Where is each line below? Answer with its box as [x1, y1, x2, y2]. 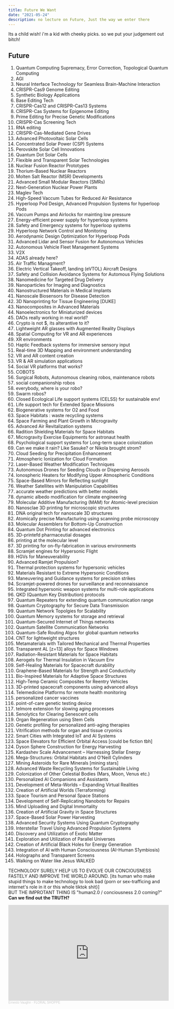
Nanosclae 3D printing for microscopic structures [15, 505, 120, 511]
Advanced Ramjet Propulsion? [15, 559, 79, 565]
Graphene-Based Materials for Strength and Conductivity [15, 668, 136, 674]
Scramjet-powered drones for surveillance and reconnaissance [15, 581, 148, 587]
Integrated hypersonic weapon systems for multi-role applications [15, 586, 154, 592]
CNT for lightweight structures [15, 635, 80, 641]
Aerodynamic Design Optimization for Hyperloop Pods [15, 233, 130, 239]
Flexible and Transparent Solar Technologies [15, 157, 109, 164]
